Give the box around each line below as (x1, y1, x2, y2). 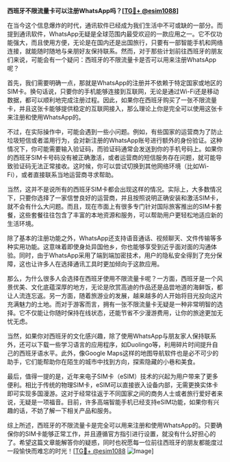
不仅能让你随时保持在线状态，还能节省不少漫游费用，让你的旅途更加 (25, 309, 217, 316)
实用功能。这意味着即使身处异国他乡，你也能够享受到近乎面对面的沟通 (12, 243, 211, 251)
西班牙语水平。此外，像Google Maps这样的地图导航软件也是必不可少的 (18, 349, 219, 357)
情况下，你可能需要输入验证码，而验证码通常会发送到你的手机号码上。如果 (7, 145, 217, 153)
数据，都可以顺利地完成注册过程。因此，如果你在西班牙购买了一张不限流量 (7, 96, 217, 104)
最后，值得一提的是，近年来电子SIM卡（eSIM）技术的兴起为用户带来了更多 (7, 372, 218, 380)
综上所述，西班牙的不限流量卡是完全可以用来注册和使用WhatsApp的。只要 (7, 421, 217, 429)
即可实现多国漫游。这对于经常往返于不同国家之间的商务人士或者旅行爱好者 (7, 389, 217, 397)
